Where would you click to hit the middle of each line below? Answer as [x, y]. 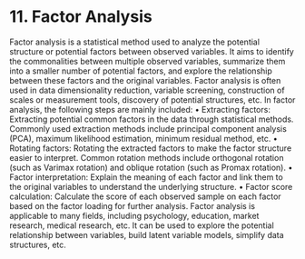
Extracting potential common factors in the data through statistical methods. [152, 119]
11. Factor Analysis [81, 17]
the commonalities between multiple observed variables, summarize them [148, 61]
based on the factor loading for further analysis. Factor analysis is [133, 205]
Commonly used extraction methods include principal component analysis [148, 128]
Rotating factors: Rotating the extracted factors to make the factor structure [151, 148]
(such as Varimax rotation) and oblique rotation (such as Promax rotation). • [151, 167]
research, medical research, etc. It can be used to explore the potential [142, 225]
